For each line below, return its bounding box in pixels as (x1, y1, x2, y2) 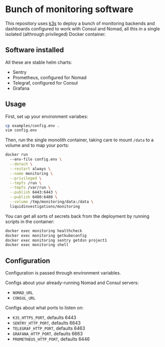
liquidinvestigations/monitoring (10, 204, 80, 209)
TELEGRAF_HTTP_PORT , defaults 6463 (12, 325, 85, 331)
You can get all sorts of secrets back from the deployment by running (5, 213, 150, 219)
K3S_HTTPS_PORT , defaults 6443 (12, 315, 77, 321)
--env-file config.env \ (10, 157, 62, 162)
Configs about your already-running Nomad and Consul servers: (5, 280, 139, 286)
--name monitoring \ (10, 171, 53, 176)
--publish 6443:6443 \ (10, 190, 58, 195)
